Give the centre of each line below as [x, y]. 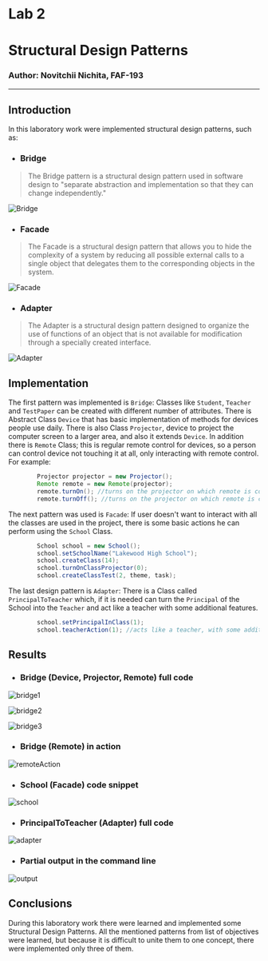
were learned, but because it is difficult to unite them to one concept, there [131, 939]
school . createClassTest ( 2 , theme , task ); [107, 576]
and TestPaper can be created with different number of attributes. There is [130, 411]
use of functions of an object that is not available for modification [135, 334]
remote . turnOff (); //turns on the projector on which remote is [146, 499]
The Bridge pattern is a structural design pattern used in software [135, 176]
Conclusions [40, 904]
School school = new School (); [89, 546]
